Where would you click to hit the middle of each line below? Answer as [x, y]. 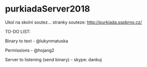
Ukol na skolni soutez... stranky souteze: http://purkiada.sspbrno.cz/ [73, 22]
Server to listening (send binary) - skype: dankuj [54, 59]
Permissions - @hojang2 [30, 50]
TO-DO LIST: [18, 31]
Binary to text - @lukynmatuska [37, 41]
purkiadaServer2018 [47, 9]
